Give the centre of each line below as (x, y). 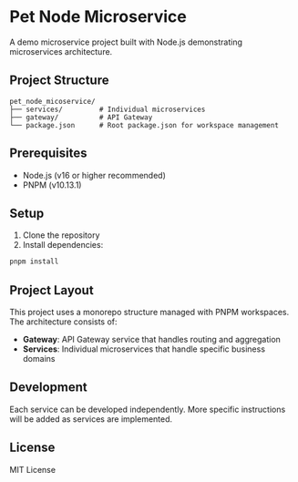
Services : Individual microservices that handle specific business (144, 349)
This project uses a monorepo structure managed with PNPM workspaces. (149, 313)
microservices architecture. (61, 51)
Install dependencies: (63, 245)
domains (39, 359)
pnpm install (34, 262)
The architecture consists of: (63, 322)
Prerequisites (48, 154)
